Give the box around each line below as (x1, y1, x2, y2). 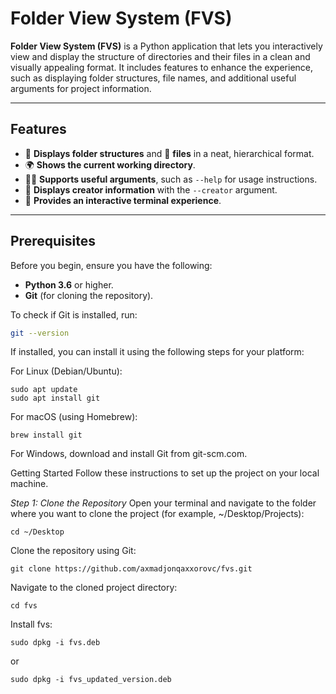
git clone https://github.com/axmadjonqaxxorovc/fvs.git (10, 564, 253, 574)
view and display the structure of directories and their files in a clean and (10, 50, 311, 62)
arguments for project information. (10, 82, 152, 94)
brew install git (10, 430, 83, 441)
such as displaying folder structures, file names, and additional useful (10, 72, 297, 84)
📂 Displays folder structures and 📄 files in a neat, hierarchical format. (24, 147, 315, 159)
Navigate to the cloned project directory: (10, 582, 178, 594)
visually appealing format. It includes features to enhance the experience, (10, 61, 314, 73)
